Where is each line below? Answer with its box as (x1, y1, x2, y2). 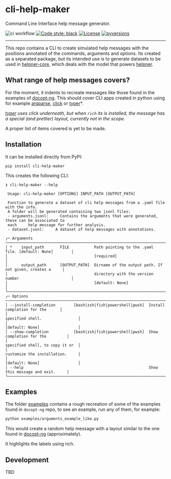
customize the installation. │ (5, 351, 81, 357)
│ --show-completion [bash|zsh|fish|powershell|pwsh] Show (5, 329, 158, 334)
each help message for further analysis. (7, 222, 106, 228)
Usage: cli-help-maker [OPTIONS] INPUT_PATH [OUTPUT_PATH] (7, 191, 136, 196)
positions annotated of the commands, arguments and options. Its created (5, 50, 161, 57)
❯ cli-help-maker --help (5, 182, 58, 187)
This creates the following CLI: (5, 172, 69, 179)
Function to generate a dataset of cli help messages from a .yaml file (7, 200, 165, 205)
